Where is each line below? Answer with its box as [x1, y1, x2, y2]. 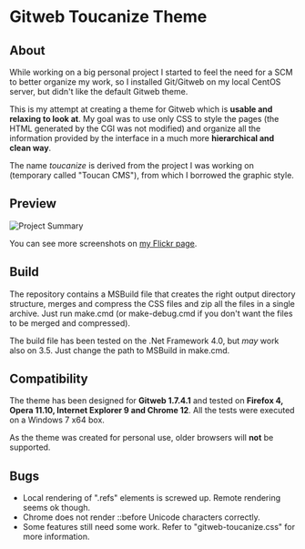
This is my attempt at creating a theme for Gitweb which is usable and [9, 104, 273, 115]
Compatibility [9, 371, 88, 387]
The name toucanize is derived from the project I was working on [9, 160, 255, 170]
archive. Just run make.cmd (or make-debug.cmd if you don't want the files [9, 308, 293, 319]
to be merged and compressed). [9, 317, 130, 329]
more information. [22, 531, 90, 543]
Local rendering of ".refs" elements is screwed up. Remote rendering [22, 493, 281, 503]
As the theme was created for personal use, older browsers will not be [9, 432, 274, 443]
